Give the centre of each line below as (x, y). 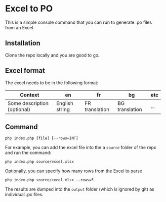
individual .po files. (24, 195)
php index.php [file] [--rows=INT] (42, 138)
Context (29, 95)
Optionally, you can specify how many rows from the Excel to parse (74, 171)
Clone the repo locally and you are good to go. (52, 55)
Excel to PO (29, 9)
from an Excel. (20, 27)
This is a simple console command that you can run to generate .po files (79, 22)
